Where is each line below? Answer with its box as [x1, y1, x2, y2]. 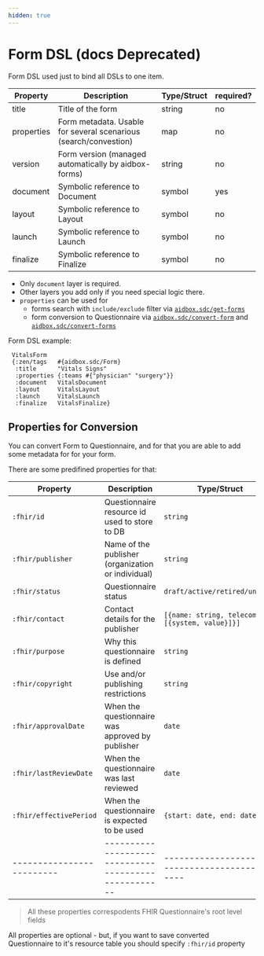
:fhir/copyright [12, 679, 73, 689]
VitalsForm [11, 351, 47, 358]
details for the [104, 614, 156, 625]
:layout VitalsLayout [15, 385, 101, 393]
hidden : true [8, 11, 51, 20]
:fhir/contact [12, 615, 65, 623]
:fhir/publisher [12, 555, 73, 564]
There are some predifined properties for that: [8, 465, 157, 474]
